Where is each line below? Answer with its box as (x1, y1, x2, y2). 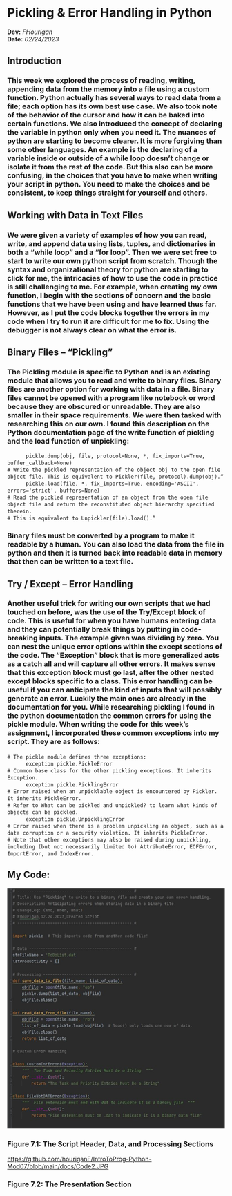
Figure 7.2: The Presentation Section (7, 1179, 133, 1189)
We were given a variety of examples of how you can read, (7, 230, 207, 240)
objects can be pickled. (7, 808, 79, 816)
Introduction (7, 55, 62, 67)
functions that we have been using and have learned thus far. (7, 299, 217, 309)
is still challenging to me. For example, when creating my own (7, 282, 217, 292)
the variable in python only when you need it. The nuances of (7, 128, 216, 137)
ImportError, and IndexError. (7, 850, 95, 857)
